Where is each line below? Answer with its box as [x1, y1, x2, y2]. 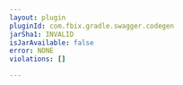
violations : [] [9, 55, 66, 64]
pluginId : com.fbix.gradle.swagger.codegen [9, 21, 175, 30]
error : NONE [9, 47, 54, 55]
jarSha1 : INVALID [9, 30, 74, 38]
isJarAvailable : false [9, 38, 94, 47]
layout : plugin [9, 13, 66, 22]
